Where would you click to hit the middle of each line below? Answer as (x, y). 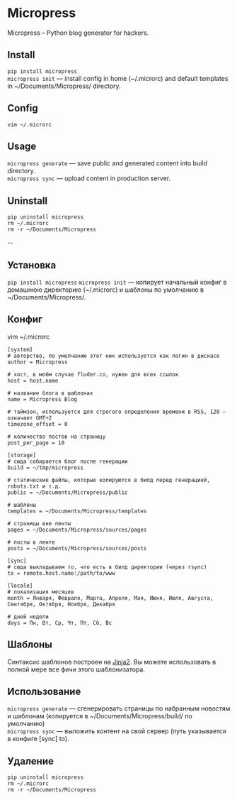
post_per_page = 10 (36, 443)
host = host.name (33, 380)
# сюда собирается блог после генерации (68, 461)
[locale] (20, 586)
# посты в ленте (31, 542)
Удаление (31, 761)
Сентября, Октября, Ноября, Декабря (61, 604)
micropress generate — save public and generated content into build (107, 163)
